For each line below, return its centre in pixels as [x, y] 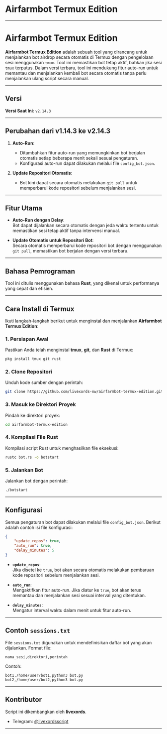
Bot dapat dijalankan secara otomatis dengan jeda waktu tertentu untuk [85, 226]
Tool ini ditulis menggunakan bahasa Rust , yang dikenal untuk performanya [82, 283]
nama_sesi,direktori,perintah [37, 657]
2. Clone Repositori [29, 372]
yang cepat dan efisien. [29, 289]
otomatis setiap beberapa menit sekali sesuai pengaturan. [79, 158]
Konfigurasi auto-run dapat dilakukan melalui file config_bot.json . [87, 163]
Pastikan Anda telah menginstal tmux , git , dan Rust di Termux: [69, 350]
